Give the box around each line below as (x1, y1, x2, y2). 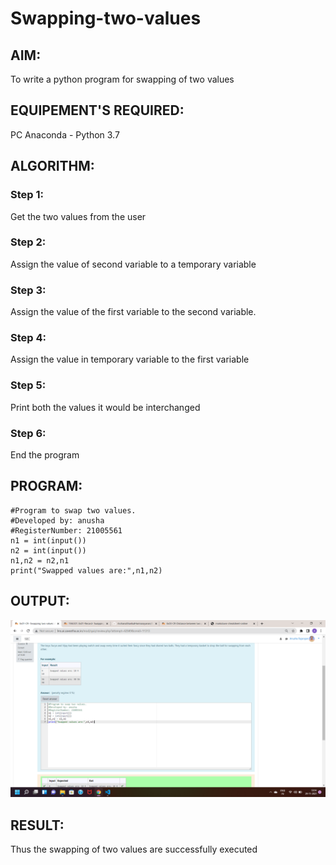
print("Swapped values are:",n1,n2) (10, 565, 163, 576)
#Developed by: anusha (10, 515, 105, 526)
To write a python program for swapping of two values (10, 73, 235, 85)
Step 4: (10, 331, 47, 345)
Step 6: (10, 426, 47, 440)
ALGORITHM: (10, 158, 95, 175)
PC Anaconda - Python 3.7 (10, 128, 120, 141)
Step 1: (10, 188, 44, 202)
